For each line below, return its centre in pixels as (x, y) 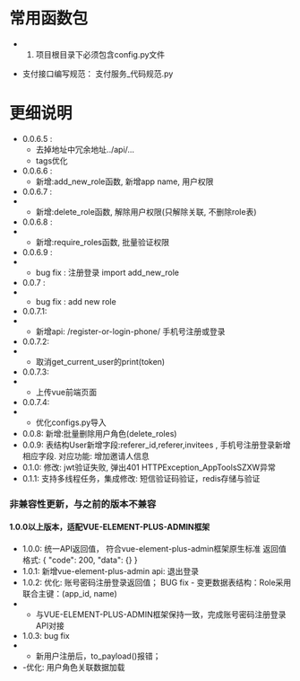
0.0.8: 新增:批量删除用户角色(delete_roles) (99, 433)
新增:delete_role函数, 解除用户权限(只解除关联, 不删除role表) (146, 211)
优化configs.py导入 (71, 422)
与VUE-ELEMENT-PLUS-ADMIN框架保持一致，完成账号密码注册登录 (161, 615)
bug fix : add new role (76, 301)
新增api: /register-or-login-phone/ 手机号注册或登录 (130, 331)
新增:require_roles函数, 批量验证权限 (103, 242)
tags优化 (52, 160)
